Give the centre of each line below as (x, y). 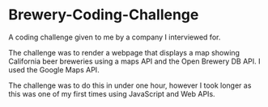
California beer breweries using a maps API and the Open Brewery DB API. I (134, 61)
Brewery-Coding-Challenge (104, 15)
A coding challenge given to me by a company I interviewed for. (115, 37)
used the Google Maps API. (54, 69)
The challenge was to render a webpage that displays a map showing (124, 52)
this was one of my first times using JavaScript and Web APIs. (112, 93)
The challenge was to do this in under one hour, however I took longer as (130, 85)
